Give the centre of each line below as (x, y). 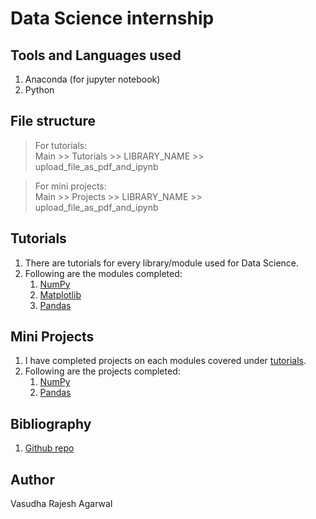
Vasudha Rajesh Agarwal (61, 504)
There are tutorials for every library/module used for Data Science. (162, 263)
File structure (53, 121)
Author (32, 479)
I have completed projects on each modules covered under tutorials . (165, 361)
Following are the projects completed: (102, 371)
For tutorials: (61, 145)
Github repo (49, 448)
